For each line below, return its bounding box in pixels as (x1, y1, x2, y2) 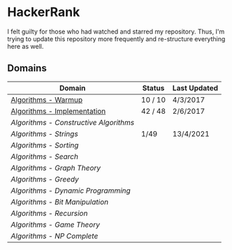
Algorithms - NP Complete (10, 231, 99, 241)
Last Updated (172, 83, 219, 93)
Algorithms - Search (10, 152, 79, 161)
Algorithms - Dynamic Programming (10, 186, 131, 196)
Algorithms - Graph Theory (10, 163, 101, 172)
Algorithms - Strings (10, 128, 78, 138)
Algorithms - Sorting (10, 140, 79, 150)
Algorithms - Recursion (10, 208, 88, 218)
